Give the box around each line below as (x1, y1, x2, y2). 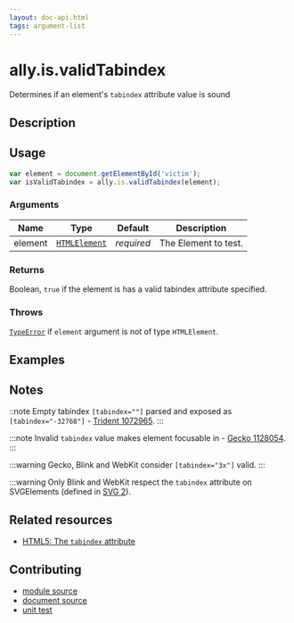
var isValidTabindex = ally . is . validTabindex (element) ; (9, 178, 221, 187)
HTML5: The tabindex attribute (21, 536, 135, 547)
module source (21, 586, 78, 596)
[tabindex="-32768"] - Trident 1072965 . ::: (9, 416, 165, 427)
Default (117, 221, 150, 234)
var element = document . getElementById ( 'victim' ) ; (9, 169, 201, 179)
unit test (21, 604, 53, 616)
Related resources (9, 512, 113, 527)
